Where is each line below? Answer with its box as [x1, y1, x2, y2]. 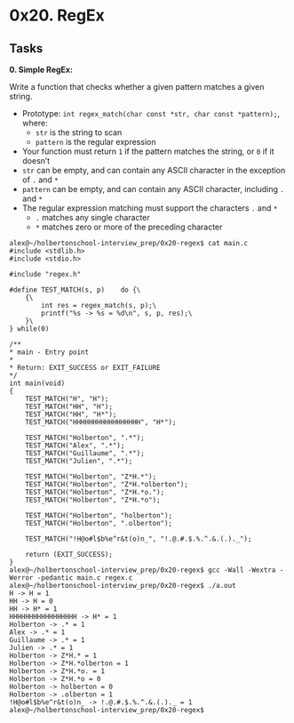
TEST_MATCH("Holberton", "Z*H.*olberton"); [25, 480, 189, 489]
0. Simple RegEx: [9, 64, 74, 75]
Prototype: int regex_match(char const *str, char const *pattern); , [21, 108, 281, 118]
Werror [9, 574, 34, 582]
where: [21, 117, 48, 128]
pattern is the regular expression [35, 137, 156, 147]
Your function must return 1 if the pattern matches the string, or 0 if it [21, 146, 274, 157]
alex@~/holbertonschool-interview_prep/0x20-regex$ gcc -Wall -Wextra [9, 566, 276, 574]
